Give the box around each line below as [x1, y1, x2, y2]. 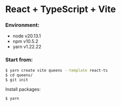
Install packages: [5, 86, 41, 92]
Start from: [5, 57, 33, 64]
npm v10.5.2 [12, 38, 39, 44]
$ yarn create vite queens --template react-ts [5, 68, 108, 73]
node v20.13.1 [12, 33, 41, 39]
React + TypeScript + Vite [5, 4, 116, 15]
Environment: [5, 22, 40, 29]
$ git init [5, 77, 28, 82]
